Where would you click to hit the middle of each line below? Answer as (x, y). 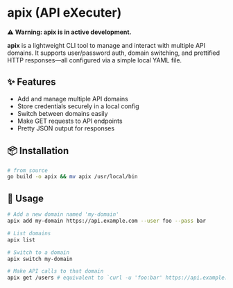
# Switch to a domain (38, 252)
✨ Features (32, 82)
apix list (21, 240)
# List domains (29, 233)
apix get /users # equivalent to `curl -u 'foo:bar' (85, 278)
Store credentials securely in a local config (78, 106)
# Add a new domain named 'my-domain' (63, 214)
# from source (28, 170)
